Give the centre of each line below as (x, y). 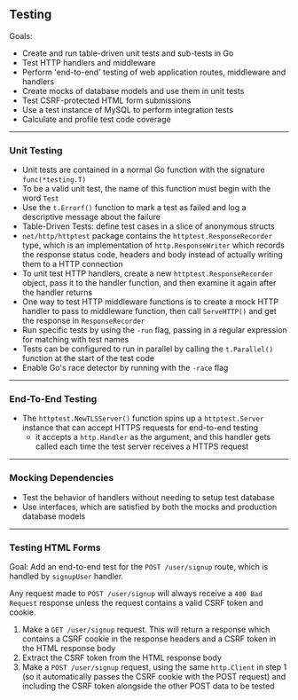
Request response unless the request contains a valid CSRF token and (136, 603)
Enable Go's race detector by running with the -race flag (125, 368)
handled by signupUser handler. (67, 576)
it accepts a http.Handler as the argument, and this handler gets (153, 437)
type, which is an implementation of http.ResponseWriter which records (153, 245)
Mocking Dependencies (62, 478)
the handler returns (57, 293)
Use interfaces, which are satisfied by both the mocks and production (149, 507)
